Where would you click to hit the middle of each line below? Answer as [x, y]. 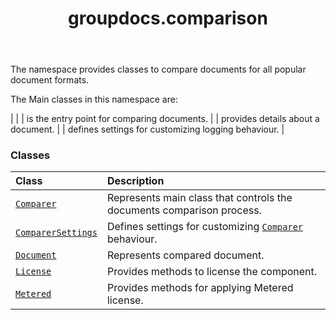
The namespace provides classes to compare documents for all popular [158, 69]
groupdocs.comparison [168, 18]
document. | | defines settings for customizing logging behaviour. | [147, 129]
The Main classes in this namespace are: [94, 99]
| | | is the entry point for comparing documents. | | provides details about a [165, 119]
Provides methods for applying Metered [200, 288]
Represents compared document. [185, 255]
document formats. [50, 80]
